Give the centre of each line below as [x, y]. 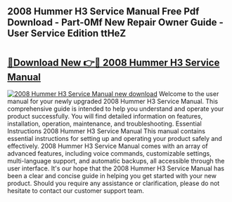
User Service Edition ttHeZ [67, 33]
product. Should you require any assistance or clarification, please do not [114, 183]
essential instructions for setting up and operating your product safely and [115, 139]
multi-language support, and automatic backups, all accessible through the [116, 161]
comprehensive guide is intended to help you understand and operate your [116, 109]
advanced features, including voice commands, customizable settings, [110, 153]
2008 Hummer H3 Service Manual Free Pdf [103, 12]
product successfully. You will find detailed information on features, [105, 116]
